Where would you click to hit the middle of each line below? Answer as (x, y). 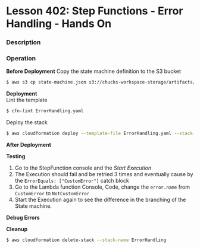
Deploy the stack (27, 122)
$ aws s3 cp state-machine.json (46, 82)
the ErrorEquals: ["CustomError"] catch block (72, 181)
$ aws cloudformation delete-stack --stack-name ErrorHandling (86, 240)
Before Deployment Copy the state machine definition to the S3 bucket (94, 71)
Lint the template (27, 100)
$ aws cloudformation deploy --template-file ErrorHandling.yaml (89, 133)
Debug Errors (23, 218)
